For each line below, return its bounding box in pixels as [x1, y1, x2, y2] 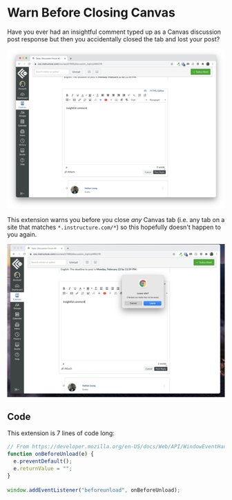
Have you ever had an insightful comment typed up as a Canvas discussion [7, 28, 222, 36]
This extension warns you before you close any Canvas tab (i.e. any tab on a [7, 215, 225, 223]
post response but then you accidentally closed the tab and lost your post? [7, 34, 220, 43]
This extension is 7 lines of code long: [7, 429, 115, 437]
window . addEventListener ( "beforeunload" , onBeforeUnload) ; [7, 487, 181, 494]
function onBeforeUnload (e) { [7, 450, 95, 458]
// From [7, 443, 30, 450]
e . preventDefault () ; [13, 457, 72, 465]
